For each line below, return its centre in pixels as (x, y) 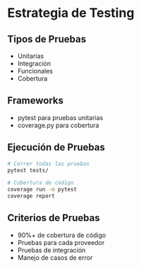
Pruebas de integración (51, 250)
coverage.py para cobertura (58, 125)
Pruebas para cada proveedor (61, 242)
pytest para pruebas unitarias (60, 117)
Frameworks (36, 101)
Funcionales (35, 71)
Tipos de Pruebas (47, 39)
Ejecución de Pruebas (56, 147)
